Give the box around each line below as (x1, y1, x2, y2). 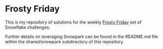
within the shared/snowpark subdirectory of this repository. (5, 38, 124, 44)
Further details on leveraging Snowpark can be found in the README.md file (5, 34, 158, 39)
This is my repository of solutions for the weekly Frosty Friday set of (5, 19, 142, 25)
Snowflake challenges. (5, 24, 51, 30)
